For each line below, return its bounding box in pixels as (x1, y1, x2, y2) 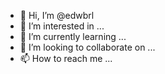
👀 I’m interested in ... (19, 20, 105, 32)
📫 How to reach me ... (19, 53, 113, 64)
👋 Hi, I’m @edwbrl (19, 10, 95, 21)
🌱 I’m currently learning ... (19, 31, 127, 42)
